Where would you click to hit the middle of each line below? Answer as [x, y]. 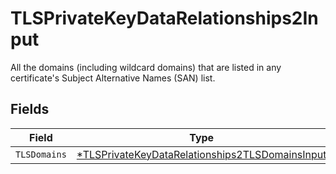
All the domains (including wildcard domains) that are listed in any [146, 67]
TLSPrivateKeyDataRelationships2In [164, 18]
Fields [30, 109]
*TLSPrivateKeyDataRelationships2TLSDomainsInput [201, 154]
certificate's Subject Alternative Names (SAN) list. [113, 78]
